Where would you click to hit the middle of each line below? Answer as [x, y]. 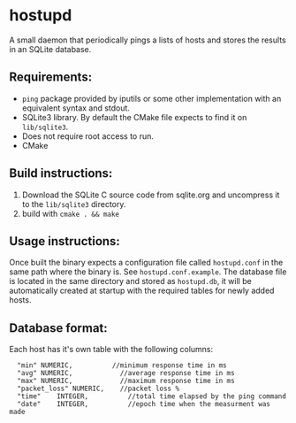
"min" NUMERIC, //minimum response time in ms [122, 365]
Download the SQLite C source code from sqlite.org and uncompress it [151, 195]
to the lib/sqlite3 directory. [74, 204]
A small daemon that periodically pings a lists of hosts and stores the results [148, 40]
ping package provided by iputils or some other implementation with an [152, 98]
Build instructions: [61, 173]
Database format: [58, 328]
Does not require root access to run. [88, 136]
